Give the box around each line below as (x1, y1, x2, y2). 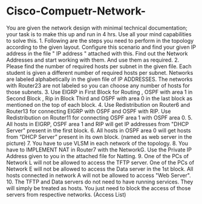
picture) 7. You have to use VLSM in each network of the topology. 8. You (6, 139, 189, 147)
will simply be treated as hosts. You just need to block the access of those (6, 184, 191, 191)
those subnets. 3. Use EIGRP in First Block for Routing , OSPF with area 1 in (6, 88, 193, 95)
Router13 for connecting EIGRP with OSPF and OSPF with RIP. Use (6, 107, 171, 115)
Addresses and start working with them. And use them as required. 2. (6, 56, 180, 63)
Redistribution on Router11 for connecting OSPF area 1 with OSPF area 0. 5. (6, 113, 192, 121)
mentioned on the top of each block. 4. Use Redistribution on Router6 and (6, 101, 191, 108)
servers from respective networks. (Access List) (6, 191, 126, 198)
